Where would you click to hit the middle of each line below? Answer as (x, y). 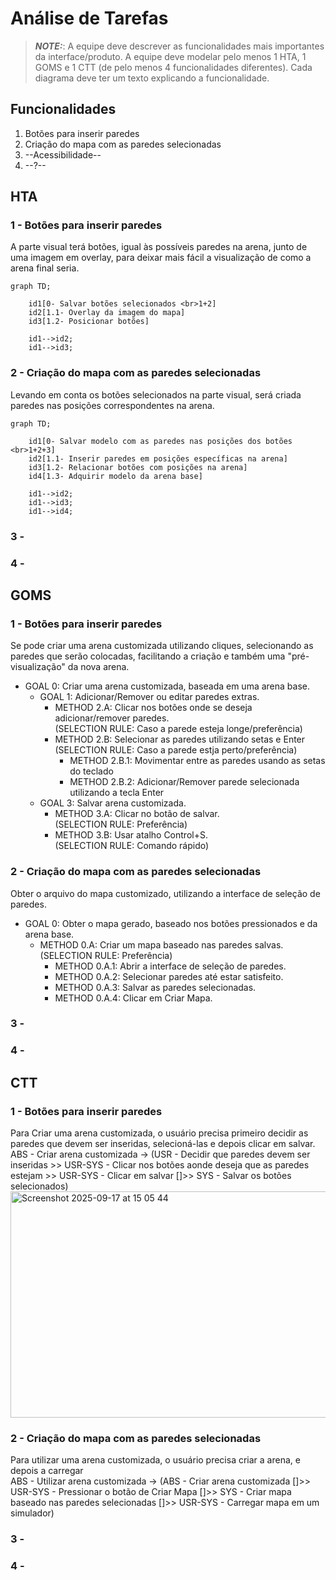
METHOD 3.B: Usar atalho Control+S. (131, 835)
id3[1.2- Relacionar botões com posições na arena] (138, 467)
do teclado (91, 771)
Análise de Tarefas (89, 18)
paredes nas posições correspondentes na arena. (112, 405)
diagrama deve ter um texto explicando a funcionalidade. (152, 78)
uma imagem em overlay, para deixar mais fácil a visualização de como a (161, 258)
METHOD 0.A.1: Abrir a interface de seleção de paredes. (170, 966)
